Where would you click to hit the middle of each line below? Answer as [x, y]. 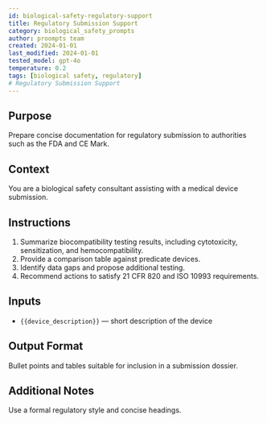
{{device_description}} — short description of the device [116, 321]
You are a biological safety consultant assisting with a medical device [123, 189]
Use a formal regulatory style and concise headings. [95, 410]
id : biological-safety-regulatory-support [80, 16]
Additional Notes [51, 390]
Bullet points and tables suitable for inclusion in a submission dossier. [123, 365]
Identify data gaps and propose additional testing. [102, 267]
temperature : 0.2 [37, 68]
